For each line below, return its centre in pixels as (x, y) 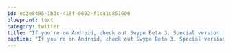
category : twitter (33, 26)
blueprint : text (30, 20)
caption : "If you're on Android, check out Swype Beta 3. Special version (117, 39)
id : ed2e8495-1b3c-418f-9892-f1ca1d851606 (69, 13)
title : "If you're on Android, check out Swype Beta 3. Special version (113, 33)
